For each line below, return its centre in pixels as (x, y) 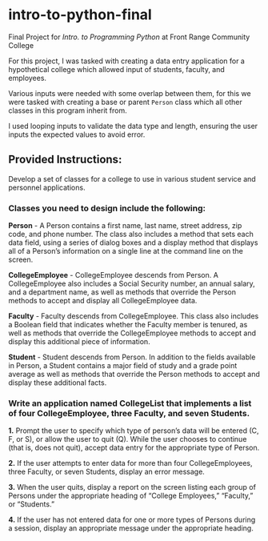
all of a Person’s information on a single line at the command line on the (126, 251)
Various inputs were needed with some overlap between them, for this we (130, 93)
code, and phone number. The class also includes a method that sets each (131, 234)
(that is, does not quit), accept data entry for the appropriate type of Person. (134, 448)
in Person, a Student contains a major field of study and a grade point (123, 366)
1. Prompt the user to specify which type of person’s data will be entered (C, (134, 431)
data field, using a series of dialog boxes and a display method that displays (133, 242)
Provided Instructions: (65, 160)
